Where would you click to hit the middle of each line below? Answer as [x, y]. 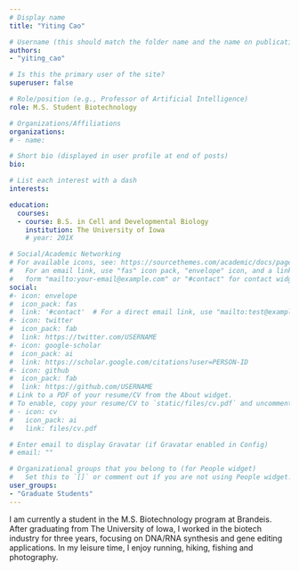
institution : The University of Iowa [95, 230]
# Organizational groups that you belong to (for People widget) [133, 469]
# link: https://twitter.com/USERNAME [83, 337]
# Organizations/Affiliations [65, 123]
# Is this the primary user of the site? [87, 75]
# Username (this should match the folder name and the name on [131, 42]
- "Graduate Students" [51, 493]
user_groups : [33, 485]
